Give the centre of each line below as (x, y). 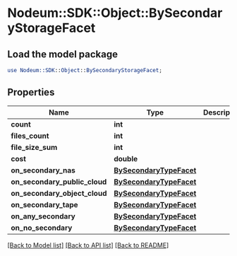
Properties (31, 92)
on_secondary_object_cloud (59, 193)
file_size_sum (34, 147)
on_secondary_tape (45, 204)
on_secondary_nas (43, 170)
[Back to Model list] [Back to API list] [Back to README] (88, 245)
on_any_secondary (43, 216)
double (126, 158)
